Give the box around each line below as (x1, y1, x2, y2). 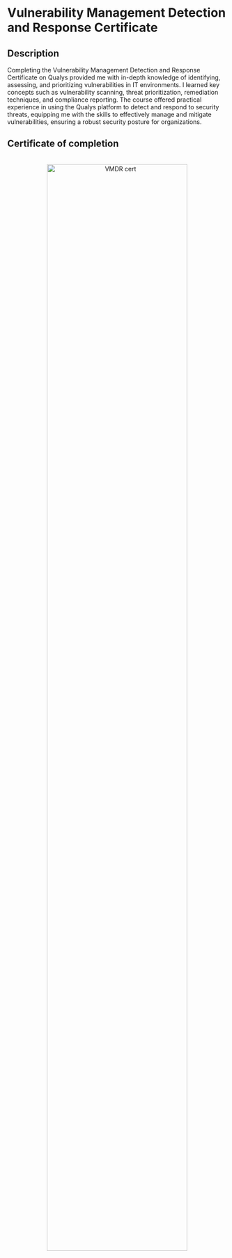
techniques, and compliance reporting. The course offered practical (7, 95, 202, 104)
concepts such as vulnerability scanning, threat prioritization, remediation (7, 88, 219, 96)
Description (7, 47, 59, 59)
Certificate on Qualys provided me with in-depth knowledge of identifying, (7, 73, 221, 81)
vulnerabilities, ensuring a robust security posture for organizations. (7, 118, 202, 126)
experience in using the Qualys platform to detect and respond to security (7, 103, 219, 111)
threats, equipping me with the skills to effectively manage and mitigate (7, 110, 212, 118)
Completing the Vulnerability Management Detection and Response (7, 66, 201, 74)
